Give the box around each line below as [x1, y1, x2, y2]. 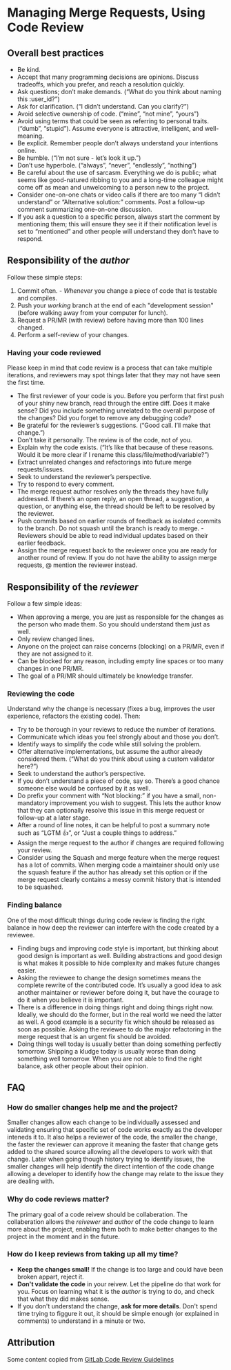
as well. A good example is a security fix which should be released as [17, 1018, 215, 1026]
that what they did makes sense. [17, 1295, 110, 1303]
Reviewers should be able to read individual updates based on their [17, 532, 208, 540]
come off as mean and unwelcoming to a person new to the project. [17, 183, 210, 191]
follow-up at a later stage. [17, 813, 91, 822]
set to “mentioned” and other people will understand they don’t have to [17, 227, 219, 235]
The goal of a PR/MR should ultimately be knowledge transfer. [17, 672, 194, 680]
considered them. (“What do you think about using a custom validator [17, 755, 215, 763]
